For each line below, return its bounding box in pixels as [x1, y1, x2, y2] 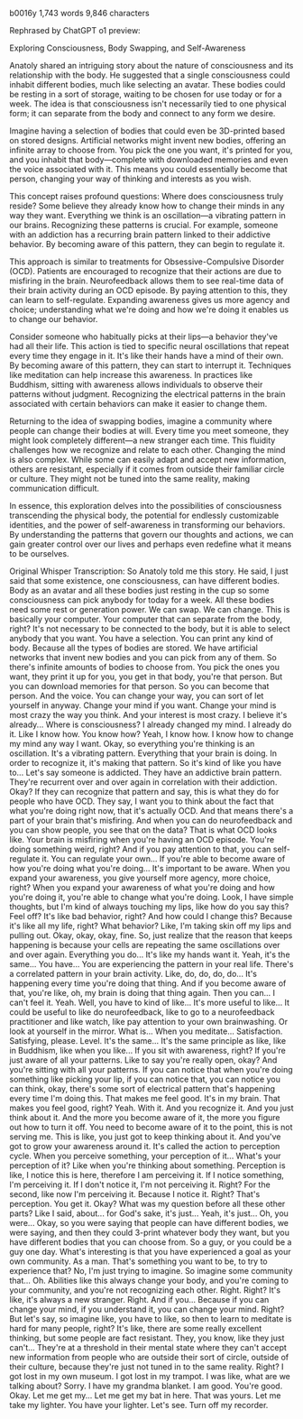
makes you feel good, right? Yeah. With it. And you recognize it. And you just [9, 1102, 294, 1113]
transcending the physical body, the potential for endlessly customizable [9, 510, 280, 521]
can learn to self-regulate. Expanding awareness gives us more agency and [9, 295, 290, 305]
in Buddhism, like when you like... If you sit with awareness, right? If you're [9, 1046, 286, 1055]
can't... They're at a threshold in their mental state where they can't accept [9, 1342, 287, 1352]
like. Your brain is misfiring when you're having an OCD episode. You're [9, 834, 275, 844]
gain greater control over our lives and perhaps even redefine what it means [9, 539, 292, 549]
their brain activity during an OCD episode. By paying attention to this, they [9, 285, 289, 296]
